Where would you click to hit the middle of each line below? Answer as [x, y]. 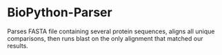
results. [18, 45]
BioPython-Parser [60, 13]
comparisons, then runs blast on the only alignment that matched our [105, 38]
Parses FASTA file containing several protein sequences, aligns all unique [111, 31]
